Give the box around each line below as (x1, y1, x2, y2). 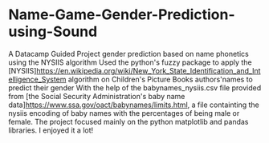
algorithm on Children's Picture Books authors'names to (67, 74, 253, 84)
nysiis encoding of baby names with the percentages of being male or (8, 108, 240, 117)
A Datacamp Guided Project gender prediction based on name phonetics (8, 49, 249, 58)
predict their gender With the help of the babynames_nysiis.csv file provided (8, 82, 262, 93)
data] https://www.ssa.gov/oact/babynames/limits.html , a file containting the (8, 100, 259, 109)
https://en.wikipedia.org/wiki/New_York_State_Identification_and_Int (35, 66, 261, 75)
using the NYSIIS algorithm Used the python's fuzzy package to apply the (8, 58, 252, 67)
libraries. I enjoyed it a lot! (8, 125, 94, 135)
